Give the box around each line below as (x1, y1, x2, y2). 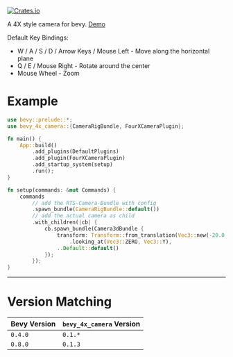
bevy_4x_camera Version (62, 319, 141, 329)
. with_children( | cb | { (32, 219, 98, 226)
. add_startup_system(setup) (32, 161, 113, 168)
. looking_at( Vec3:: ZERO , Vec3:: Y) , (69, 238, 172, 245)
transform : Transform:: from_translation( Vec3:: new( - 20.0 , (56, 231, 228, 239)
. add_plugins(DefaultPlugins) (32, 148, 119, 156)
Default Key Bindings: (7, 33, 69, 42)
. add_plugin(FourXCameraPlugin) (32, 155, 126, 162)
